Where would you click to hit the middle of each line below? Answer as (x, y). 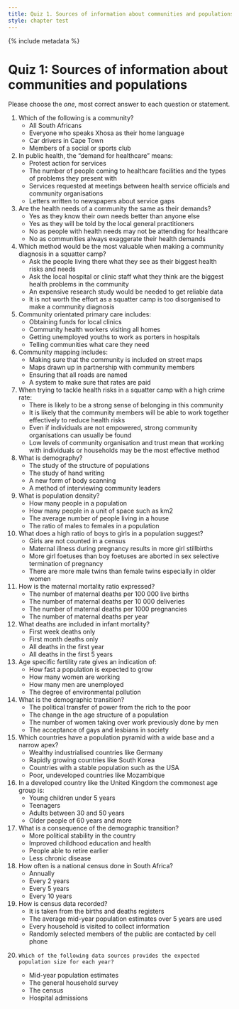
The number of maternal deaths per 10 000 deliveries (107, 602)
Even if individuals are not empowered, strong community (113, 428)
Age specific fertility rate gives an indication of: (87, 662)
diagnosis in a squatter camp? (62, 254)
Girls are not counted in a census (77, 541)
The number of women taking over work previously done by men (123, 722)
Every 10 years (50, 896)
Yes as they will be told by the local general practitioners (111, 224)
